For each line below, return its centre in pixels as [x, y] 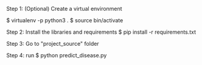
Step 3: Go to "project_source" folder [53, 44]
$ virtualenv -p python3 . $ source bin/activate [65, 20]
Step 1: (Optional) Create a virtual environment [64, 9]
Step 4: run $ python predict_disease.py [57, 55]
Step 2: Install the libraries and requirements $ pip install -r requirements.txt [101, 32]
